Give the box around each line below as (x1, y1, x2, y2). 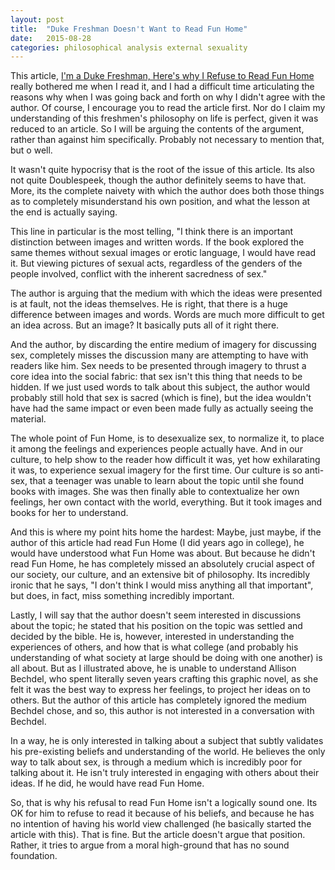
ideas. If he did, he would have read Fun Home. (10, 777, 205, 790)
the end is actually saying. (10, 206, 118, 218)
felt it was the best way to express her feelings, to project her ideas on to (10, 684, 312, 696)
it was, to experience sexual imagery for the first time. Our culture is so (10, 464, 303, 476)
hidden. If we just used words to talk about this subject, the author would (10, 381, 311, 393)
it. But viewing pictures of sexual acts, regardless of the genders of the (10, 257, 303, 270)
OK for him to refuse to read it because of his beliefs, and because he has (10, 807, 315, 820)
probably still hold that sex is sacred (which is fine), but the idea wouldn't (10, 392, 312, 404)
